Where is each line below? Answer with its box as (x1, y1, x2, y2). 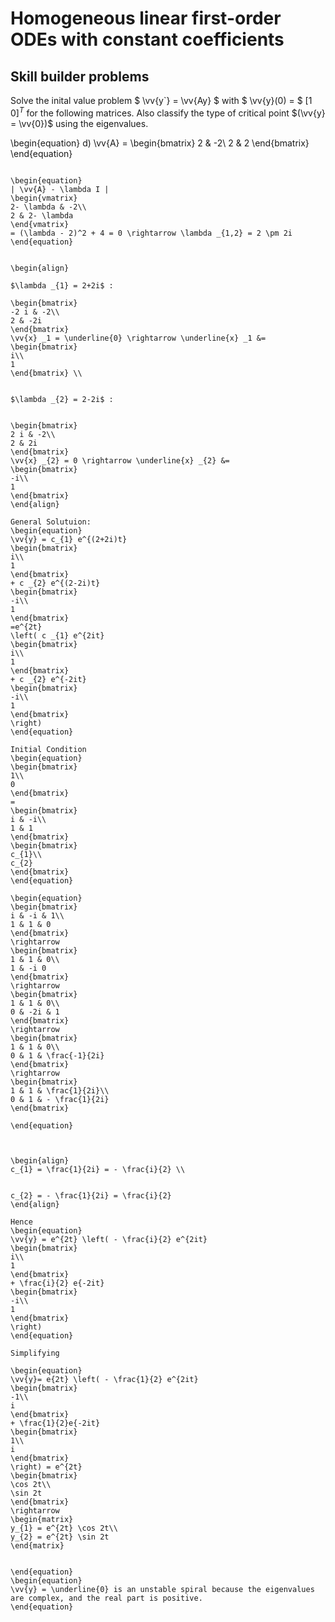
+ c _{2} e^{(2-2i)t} (10, 578, 101, 588)
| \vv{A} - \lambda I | (10, 184, 110, 194)
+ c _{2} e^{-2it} (10, 674, 87, 684)
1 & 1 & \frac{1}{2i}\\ (10, 1085, 110, 1096)
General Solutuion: (10, 517, 92, 527)
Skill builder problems (10, 68, 150, 85)
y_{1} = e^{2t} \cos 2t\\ (10, 1523, 118, 1533)
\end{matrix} (10, 1540, 65, 1551)
